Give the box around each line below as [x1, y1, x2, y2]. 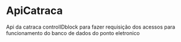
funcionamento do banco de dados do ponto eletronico [6, 29, 140, 36]
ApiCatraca [6, 4, 63, 17]
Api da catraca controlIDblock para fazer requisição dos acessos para [6, 23, 175, 30]
